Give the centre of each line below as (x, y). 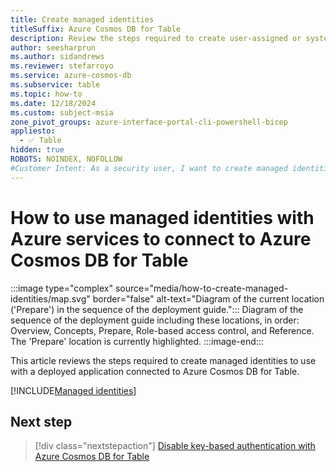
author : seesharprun (53, 47)
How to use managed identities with (162, 217)
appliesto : (33, 131)
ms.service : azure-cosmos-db (71, 76)
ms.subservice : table (55, 85)
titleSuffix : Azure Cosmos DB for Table (96, 29)
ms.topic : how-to (46, 94)
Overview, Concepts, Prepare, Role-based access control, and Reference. (162, 330)
